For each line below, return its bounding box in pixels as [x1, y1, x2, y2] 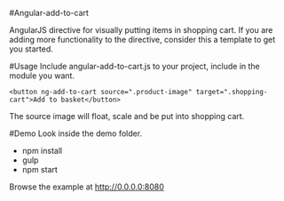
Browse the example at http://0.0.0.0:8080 [9, 181, 164, 192]
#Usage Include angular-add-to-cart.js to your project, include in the [9, 61, 260, 71]
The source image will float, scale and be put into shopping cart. [9, 111, 245, 121]
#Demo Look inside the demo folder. [9, 128, 143, 139]
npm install [21, 146, 63, 156]
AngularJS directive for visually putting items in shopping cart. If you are [9, 25, 273, 35]
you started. [9, 44, 53, 54]
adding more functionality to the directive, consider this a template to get [9, 35, 276, 44]
